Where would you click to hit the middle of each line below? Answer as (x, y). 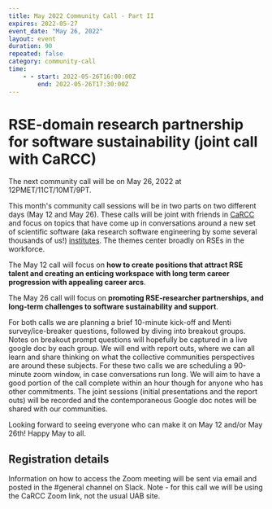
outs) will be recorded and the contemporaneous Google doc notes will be (133, 401)
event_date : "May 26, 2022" (56, 31)
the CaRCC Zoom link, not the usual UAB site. (84, 496)
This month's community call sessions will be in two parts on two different (132, 206)
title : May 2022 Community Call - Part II (81, 16)
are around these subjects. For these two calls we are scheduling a (121, 366)
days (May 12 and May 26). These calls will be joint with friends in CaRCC (132, 215)
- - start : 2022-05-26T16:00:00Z (80, 77)
